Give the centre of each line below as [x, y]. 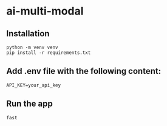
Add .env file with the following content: [84, 71]
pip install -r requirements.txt [49, 53]
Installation [28, 34]
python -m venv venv [32, 47]
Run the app [29, 104]
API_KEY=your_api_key [34, 85]
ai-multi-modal [45, 11]
